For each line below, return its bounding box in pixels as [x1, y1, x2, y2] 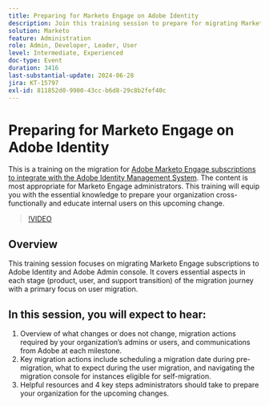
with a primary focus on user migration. [8, 284, 139, 294]
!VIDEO [27, 214, 52, 224]
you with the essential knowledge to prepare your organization [8, 190, 215, 200]
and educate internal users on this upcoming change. [48, 198, 225, 209]
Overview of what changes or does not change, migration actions [19, 328, 236, 338]
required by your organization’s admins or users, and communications [19, 337, 251, 347]
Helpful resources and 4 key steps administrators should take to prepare [19, 380, 259, 389]
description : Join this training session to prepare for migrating [8, 19, 239, 27]
